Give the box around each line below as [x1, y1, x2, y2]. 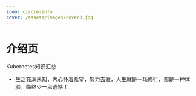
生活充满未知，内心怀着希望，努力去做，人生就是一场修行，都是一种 [15, 76, 185, 83]
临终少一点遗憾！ [25, 83, 68, 91]
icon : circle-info [6, 8, 53, 15]
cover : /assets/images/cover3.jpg [6, 14, 94, 20]
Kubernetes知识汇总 [6, 63, 56, 70]
